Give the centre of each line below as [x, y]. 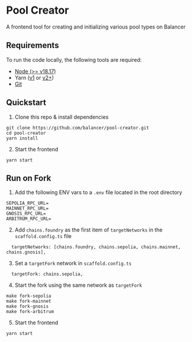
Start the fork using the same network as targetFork [78, 285]
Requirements [32, 45]
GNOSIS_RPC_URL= [26, 214]
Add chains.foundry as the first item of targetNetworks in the [89, 230]
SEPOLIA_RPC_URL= [27, 203]
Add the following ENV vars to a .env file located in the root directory [98, 192]
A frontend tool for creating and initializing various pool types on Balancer [96, 27]
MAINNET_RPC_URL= [27, 208]
